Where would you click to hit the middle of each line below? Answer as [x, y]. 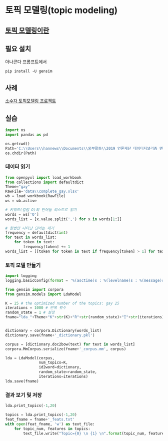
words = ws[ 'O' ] [22, 214]
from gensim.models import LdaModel [43, 294]
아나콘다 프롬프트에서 [26, 62]
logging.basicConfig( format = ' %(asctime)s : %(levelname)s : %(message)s [85, 280]
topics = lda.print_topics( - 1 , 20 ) [41, 415]
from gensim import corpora [34, 289]
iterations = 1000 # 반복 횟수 [36, 308]
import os [15, 130]
